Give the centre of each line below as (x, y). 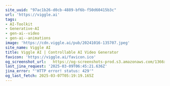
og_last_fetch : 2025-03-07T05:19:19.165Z (50, 76)
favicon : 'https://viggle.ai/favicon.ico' (51, 57)
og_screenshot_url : (26, 62)
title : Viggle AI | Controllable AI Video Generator (62, 52)
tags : (11, 19)
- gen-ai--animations (28, 38)
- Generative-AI (22, 29)
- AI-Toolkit (19, 24)
